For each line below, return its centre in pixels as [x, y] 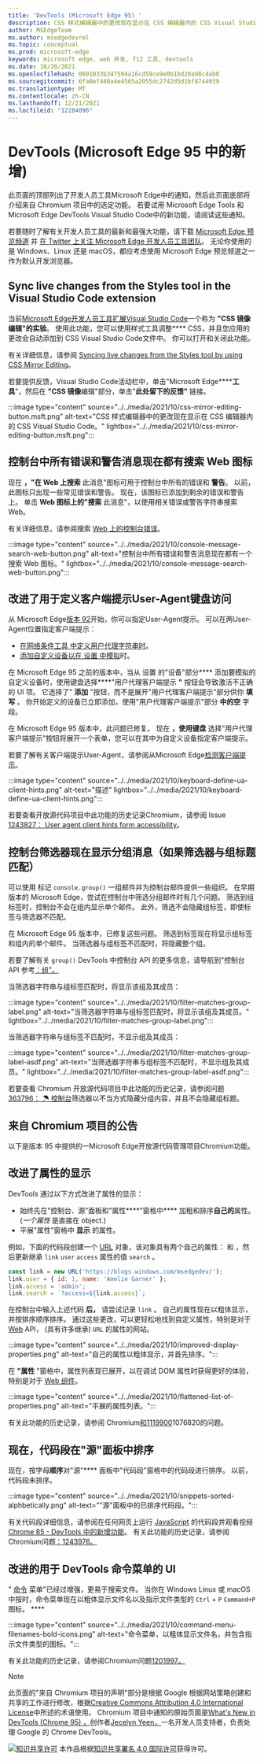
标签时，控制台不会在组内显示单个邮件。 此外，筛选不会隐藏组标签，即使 [126, 907]
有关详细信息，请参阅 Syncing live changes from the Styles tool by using [126, 354]
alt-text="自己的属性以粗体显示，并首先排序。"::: [139, 1354]
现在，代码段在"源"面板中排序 [81, 1450]
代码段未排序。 [32, 1480]
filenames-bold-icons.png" [52, 1633]
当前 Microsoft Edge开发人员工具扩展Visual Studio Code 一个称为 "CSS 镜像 [130, 318]
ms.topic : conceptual [44, 45]
